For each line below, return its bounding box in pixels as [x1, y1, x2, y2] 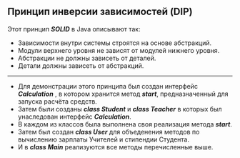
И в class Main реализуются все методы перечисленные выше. [17, 142, 214, 151]
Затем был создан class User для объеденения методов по [17, 127, 200, 136]
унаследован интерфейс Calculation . [17, 112, 132, 121]
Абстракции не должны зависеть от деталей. [17, 54, 156, 62]
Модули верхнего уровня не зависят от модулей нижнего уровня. [17, 46, 220, 54]
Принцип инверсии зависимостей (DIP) [7, 6, 193, 18]
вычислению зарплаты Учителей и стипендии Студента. [17, 135, 189, 144]
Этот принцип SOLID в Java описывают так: [7, 24, 141, 33]
